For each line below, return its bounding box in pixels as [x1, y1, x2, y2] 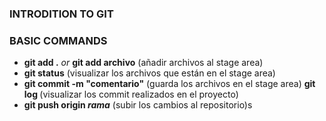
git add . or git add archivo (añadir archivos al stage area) [23, 57, 264, 69]
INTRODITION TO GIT [9, 7, 114, 21]
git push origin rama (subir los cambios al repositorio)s [23, 99, 253, 111]
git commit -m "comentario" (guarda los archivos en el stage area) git [23, 78, 316, 90]
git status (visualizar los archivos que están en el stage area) [23, 67, 276, 79]
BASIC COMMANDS [9, 33, 108, 47]
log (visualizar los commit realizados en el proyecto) [23, 88, 239, 101]
